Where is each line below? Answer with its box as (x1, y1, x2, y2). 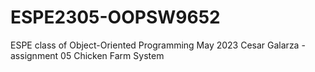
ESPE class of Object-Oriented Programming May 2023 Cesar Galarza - (10, 39, 306, 51)
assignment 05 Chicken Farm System (10, 49, 165, 61)
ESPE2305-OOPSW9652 (10, 6, 221, 29)
